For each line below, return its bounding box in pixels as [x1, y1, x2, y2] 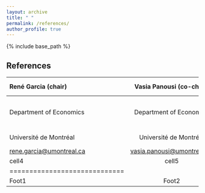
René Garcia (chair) [9, 82, 67, 91]
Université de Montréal [9, 133, 75, 142]
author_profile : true [6, 26, 62, 32]
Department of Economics [9, 108, 85, 117]
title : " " [6, 15, 34, 21]
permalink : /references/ [6, 20, 70, 26]
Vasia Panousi [134, 82, 177, 91]
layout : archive [6, 9, 48, 15]
